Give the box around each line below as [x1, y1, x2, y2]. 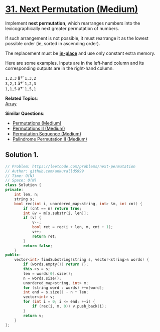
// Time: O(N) [5, 173, 35, 179]
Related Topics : [5, 95, 39, 101]
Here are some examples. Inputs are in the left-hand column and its [5, 60, 144, 66]
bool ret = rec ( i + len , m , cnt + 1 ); [32, 225, 113, 230]
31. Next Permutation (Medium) [5, 4, 138, 15]
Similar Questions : [5, 110, 45, 116]
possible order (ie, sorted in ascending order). [5, 40, 100, 46]
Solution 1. [5, 150, 39, 159]
